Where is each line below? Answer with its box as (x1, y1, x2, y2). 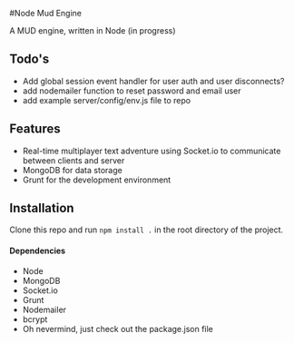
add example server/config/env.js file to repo (22, 94, 191, 105)
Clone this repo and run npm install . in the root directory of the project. (9, 224, 284, 235)
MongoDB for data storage (22, 164, 122, 175)
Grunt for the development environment (22, 174, 171, 185)
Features (9, 122, 61, 137)
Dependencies (9, 245, 66, 257)
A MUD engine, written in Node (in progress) (9, 25, 176, 35)
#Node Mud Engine (9, 8, 83, 18)
